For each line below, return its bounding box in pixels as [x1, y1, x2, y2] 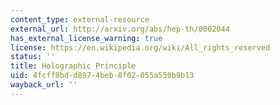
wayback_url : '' [10, 80, 78, 90]
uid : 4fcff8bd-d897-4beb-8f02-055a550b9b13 [10, 71, 195, 81]
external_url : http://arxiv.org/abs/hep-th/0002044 [10, 24, 230, 34]
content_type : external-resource [10, 14, 150, 25]
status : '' [10, 52, 56, 62]
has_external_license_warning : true [10, 33, 163, 43]
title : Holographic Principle [10, 61, 137, 71]
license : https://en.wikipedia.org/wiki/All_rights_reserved [10, 42, 271, 53]
